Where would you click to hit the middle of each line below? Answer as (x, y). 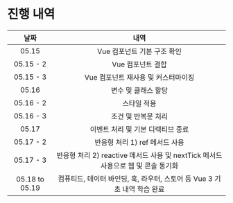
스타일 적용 (139, 103)
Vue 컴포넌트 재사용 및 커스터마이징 (139, 77)
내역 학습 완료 (144, 189)
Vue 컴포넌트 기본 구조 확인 (139, 51)
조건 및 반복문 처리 (139, 116)
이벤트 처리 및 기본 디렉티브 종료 (139, 129)
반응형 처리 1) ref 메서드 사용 (139, 142)
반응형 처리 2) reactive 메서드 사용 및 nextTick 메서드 (139, 155)
